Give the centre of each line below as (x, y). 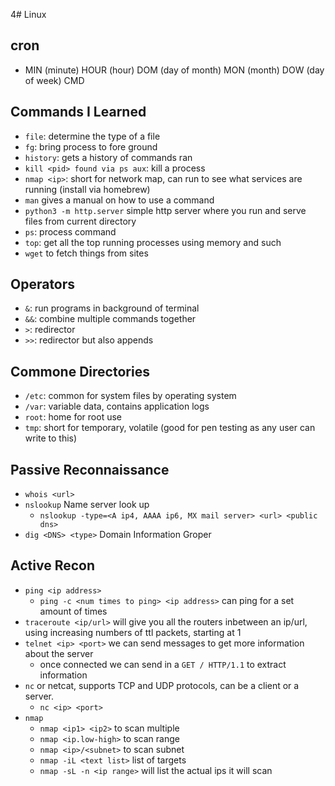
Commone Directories (80, 371)
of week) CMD (54, 80)
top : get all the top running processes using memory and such (153, 242)
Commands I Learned (78, 112)
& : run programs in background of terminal (112, 308)
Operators (43, 284)
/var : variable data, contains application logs (117, 406)
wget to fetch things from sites (86, 253)
